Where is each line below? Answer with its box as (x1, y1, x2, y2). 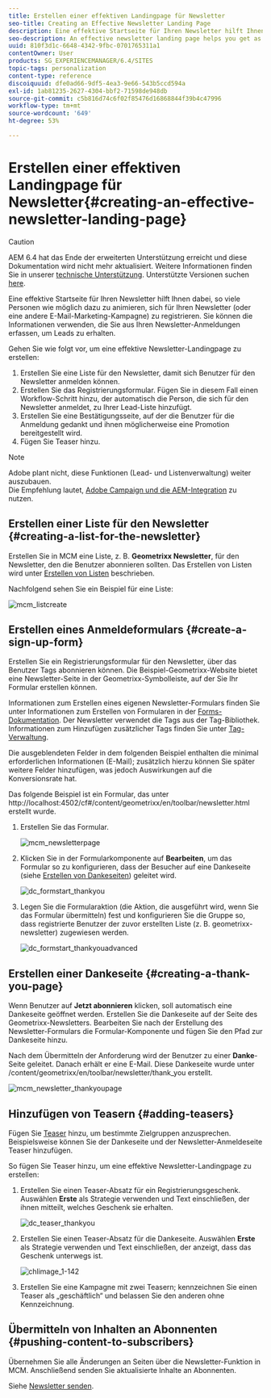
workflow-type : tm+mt (8, 102, 81, 110)
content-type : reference (8, 72, 92, 80)
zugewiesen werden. (59, 927, 129, 937)
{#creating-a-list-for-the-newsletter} (8, 529, 202, 543)
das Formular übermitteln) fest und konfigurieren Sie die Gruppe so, (19, 910, 246, 920)
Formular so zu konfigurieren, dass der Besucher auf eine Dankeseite (19, 862, 252, 872)
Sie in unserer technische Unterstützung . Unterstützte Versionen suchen (8, 270, 250, 279)
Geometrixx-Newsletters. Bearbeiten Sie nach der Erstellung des (8, 1018, 223, 1028)
